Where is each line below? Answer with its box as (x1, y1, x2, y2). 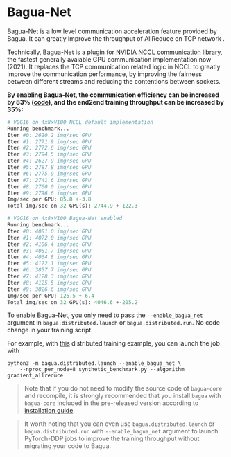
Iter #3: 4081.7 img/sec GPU (7, 247, 92, 254)
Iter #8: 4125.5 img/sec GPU (7, 279, 92, 286)
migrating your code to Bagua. (24, 442, 112, 450)
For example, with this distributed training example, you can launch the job (7, 339, 220, 348)
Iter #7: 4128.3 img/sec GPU (7, 273, 92, 280)
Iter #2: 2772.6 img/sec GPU (7, 145, 92, 152)
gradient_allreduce (7, 372, 64, 379)
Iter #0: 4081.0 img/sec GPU (7, 228, 92, 235)
